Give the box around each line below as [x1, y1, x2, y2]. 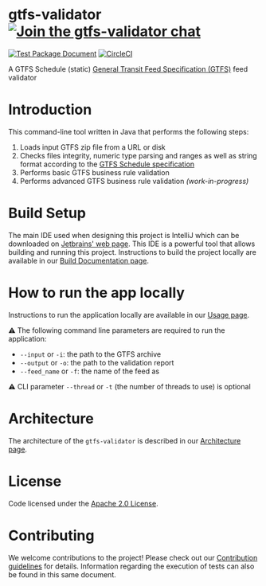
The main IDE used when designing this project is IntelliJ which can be [8, 230, 240, 240]
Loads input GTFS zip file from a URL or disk [19, 142, 166, 152]
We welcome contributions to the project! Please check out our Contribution [8, 553, 258, 562]
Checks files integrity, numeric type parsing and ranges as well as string [19, 150, 257, 160]
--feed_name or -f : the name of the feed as [19, 366, 160, 376]
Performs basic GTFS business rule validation [19, 167, 170, 177]
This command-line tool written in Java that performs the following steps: [8, 127, 249, 136]
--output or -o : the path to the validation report [19, 357, 174, 367]
